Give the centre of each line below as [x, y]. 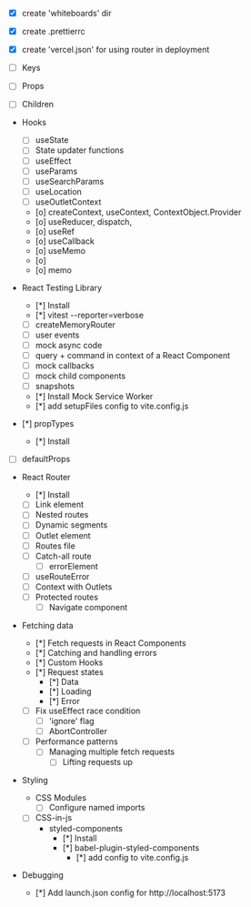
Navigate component [88, 607]
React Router [46, 478]
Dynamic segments [71, 525]
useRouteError [62, 576]
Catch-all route [63, 556]
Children [38, 105]
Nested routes [62, 515]
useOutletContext [68, 202]
